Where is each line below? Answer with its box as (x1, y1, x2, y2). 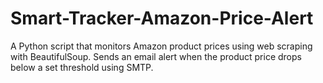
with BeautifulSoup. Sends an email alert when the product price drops (10, 50, 302, 62)
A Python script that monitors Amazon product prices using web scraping (10, 40, 313, 52)
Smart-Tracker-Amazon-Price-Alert (10, 7, 314, 30)
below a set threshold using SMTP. (10, 61, 154, 73)
